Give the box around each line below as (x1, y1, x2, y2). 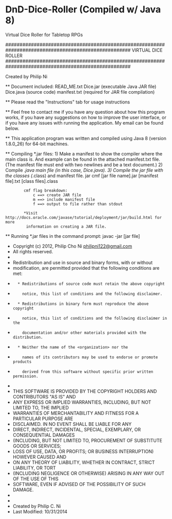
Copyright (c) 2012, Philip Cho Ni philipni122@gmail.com (12, 243, 132, 249)
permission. (12, 373, 39, 379)
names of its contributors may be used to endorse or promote (22, 354, 158, 360)
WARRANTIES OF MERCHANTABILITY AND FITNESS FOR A (12, 410, 139, 416)
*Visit (24, 210, 38, 216)
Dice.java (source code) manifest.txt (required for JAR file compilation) (5, 89, 155, 95)
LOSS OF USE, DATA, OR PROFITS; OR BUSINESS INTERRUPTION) (12, 448, 154, 454)
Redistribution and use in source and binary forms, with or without (12, 259, 153, 266)
